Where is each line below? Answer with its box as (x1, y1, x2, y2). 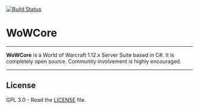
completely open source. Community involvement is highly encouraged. (6, 57, 182, 65)
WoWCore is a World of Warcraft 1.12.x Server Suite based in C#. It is (6, 51, 175, 59)
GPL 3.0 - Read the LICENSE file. (6, 96, 86, 103)
